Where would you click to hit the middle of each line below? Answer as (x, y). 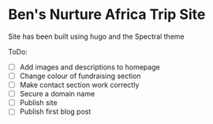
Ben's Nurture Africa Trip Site (107, 15)
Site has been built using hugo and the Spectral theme (96, 36)
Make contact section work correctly (79, 85)
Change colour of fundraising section (80, 76)
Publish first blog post (55, 111)
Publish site (38, 103)
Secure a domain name (57, 94)
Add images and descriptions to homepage (90, 67)
